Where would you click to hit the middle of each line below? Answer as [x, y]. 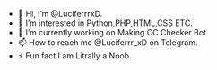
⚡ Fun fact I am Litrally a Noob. [74, 56]
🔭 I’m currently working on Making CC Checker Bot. [113, 32]
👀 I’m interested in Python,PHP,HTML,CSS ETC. [105, 23]
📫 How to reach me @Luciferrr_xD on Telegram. [108, 43]
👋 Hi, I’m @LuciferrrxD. [60, 14]
